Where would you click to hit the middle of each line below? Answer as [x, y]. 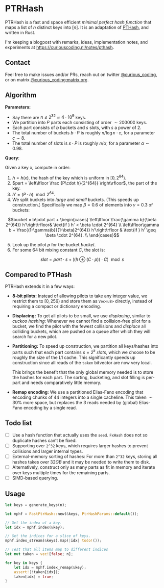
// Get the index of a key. [34, 523]
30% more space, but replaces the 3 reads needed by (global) [75, 402]
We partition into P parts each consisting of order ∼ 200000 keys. [80, 123]
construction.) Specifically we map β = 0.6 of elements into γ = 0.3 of [82, 205]
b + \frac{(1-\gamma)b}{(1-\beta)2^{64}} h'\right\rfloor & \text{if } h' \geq [82, 230]
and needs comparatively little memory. [62, 383]
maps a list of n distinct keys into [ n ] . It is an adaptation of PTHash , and [77, 27]
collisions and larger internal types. [47, 451]
